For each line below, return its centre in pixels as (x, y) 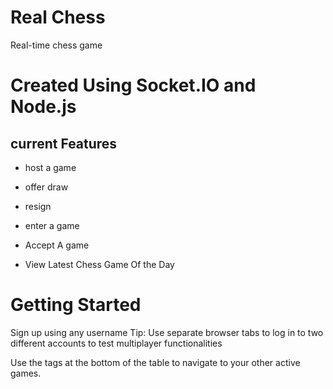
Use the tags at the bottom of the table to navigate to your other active (155, 362)
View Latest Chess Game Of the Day (99, 264)
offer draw (46, 187)
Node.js (43, 107)
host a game (50, 167)
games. (26, 373)
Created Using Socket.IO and (133, 85)
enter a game (52, 225)
